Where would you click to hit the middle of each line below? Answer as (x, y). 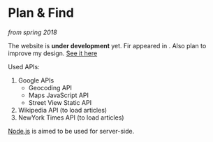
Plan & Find (41, 13)
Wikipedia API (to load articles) (63, 110)
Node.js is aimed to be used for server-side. (71, 131)
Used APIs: (24, 66)
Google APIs (36, 80)
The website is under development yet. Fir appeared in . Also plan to (107, 45)
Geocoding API (50, 87)
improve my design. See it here (53, 53)
